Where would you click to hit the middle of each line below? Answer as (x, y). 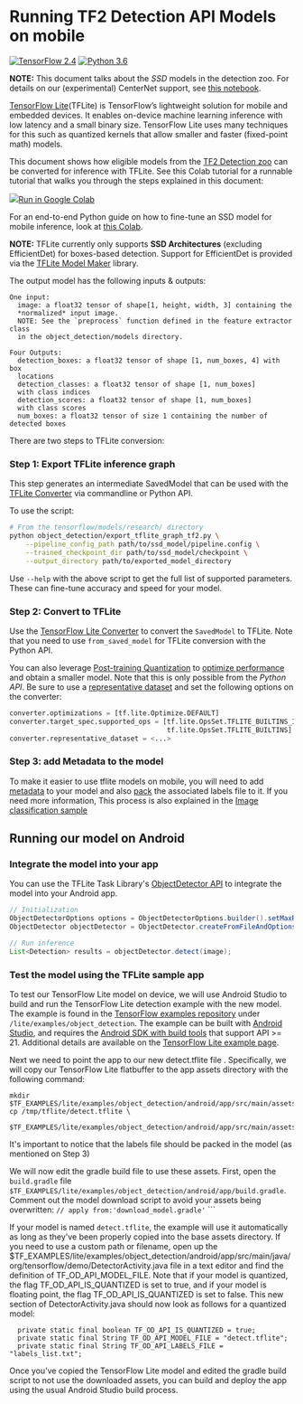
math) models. (36, 144)
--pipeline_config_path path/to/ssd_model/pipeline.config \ (142, 544)
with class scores (52, 408)
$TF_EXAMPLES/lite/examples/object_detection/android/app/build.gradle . (148, 1191)
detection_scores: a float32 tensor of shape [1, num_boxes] (135, 400)
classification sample (49, 810)
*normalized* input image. (68, 313)
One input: (30, 297)
